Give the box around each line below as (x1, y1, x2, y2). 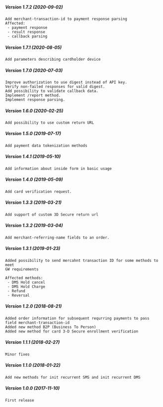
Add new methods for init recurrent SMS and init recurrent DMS (5, 375, 141, 380)
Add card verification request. (5, 189, 72, 194)
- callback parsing (7, 34, 48, 39)
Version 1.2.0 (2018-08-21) (5, 303, 62, 309)
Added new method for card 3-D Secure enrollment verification (5, 328, 139, 334)
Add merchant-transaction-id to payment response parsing (5, 16, 127, 21)
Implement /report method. (5, 92, 61, 98)
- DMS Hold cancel (7, 280, 46, 285)
